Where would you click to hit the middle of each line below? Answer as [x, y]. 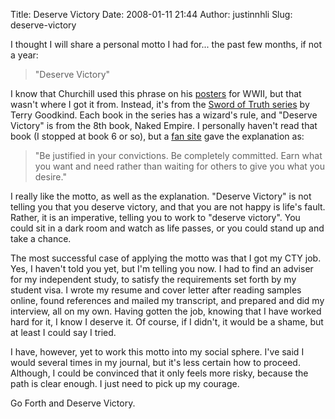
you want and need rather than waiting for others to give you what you [180, 166]
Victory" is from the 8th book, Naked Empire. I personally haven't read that [164, 125]
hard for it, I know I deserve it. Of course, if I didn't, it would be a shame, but [167, 322]
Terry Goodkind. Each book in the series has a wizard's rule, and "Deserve [164, 115]
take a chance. [41, 238]
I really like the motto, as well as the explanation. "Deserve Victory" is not [161, 196]
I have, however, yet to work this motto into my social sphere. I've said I [157, 352]
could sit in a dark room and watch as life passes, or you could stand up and [167, 228]
